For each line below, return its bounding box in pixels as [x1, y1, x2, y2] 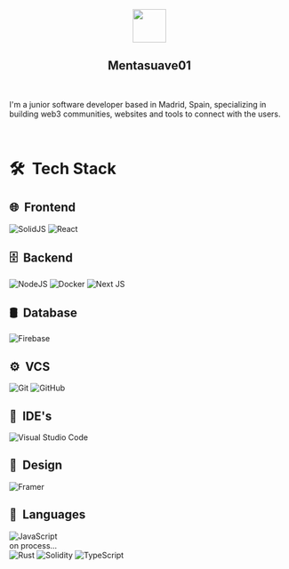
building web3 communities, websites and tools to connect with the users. [9, 108, 282, 119]
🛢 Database [9, 306, 77, 321]
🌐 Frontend [9, 200, 76, 215]
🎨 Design [9, 458, 63, 473]
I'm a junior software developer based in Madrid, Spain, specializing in [9, 99, 267, 109]
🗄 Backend [9, 251, 73, 266]
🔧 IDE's [9, 408, 52, 423]
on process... [9, 540, 58, 550]
